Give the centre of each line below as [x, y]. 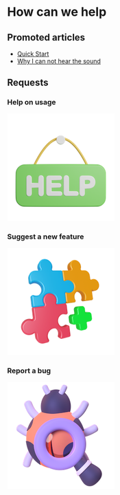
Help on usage [32, 102]
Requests [28, 83]
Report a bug [29, 371]
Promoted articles [46, 37]
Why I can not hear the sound [59, 61]
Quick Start [33, 54]
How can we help [57, 12]
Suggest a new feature [46, 236]
